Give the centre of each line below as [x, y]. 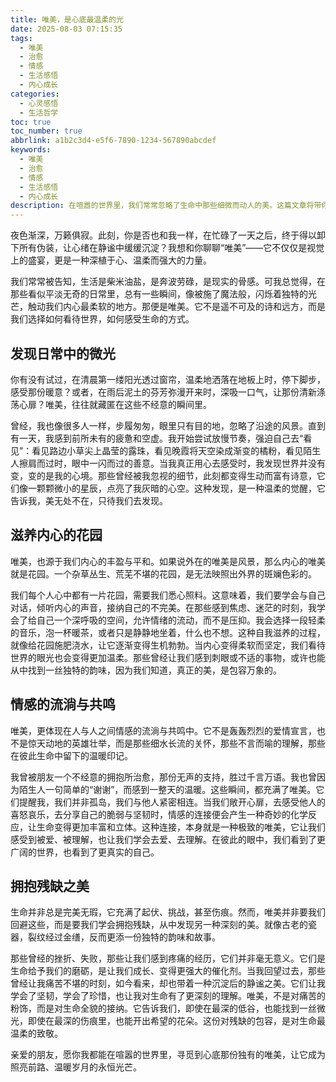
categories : [35, 94]
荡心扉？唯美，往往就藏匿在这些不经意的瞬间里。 [111, 404]
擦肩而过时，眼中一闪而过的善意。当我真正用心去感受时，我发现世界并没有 [172, 463]
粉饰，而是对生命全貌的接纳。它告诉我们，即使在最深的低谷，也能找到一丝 [163, 1008]
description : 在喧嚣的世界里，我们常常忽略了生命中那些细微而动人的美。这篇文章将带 [166, 206]
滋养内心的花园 [56, 535]
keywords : [31, 150]
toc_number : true [46, 131]
